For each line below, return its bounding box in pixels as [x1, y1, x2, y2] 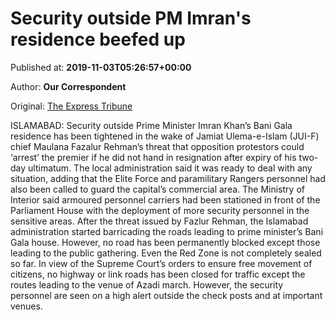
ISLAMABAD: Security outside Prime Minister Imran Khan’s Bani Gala [10, 119, 293, 131]
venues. [10, 300, 43, 312]
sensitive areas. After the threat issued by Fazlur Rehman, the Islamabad [10, 215, 309, 227]
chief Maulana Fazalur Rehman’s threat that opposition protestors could [10, 140, 305, 152]
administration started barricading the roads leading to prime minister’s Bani [10, 225, 324, 237]
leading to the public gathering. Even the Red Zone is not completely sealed [10, 247, 322, 259]
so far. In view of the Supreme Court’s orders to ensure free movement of [10, 257, 313, 269]
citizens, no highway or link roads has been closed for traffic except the [10, 268, 306, 280]
